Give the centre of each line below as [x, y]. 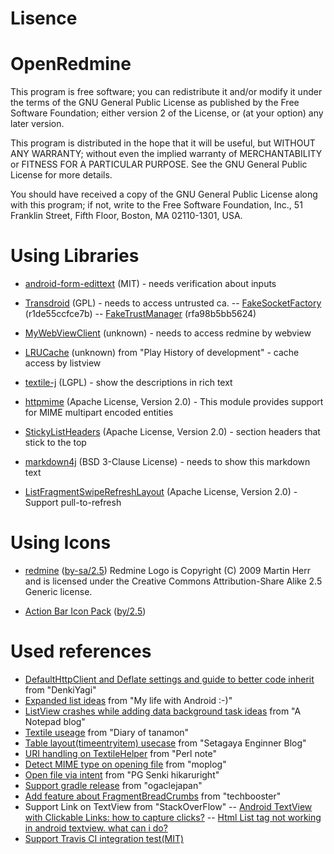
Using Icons [61, 543]
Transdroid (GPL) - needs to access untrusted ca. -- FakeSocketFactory [173, 303]
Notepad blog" [55, 721]
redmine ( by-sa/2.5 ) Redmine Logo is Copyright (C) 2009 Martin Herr [167, 570]
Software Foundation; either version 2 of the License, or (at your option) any [167, 113]
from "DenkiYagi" [60, 689]
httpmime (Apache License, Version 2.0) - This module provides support [174, 402]
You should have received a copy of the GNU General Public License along [164, 194]
